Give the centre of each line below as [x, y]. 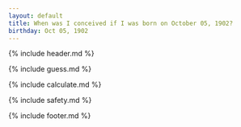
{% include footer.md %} [50, 116]
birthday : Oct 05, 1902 [49, 31]
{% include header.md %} [51, 54]
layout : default [36, 16]
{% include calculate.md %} [55, 84]
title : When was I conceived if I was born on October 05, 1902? [120, 23]
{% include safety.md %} [50, 100]
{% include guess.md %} [50, 69]
